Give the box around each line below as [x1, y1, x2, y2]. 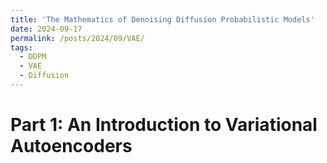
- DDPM [19, 52, 47, 62]
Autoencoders [10, 135, 133, 158]
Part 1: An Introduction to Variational [10, 114, 318, 136]
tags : [10, 42, 33, 53]
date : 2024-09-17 [10, 24, 83, 34]
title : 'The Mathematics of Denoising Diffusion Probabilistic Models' [10, 14, 315, 25]
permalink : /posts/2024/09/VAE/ [10, 33, 145, 43]
